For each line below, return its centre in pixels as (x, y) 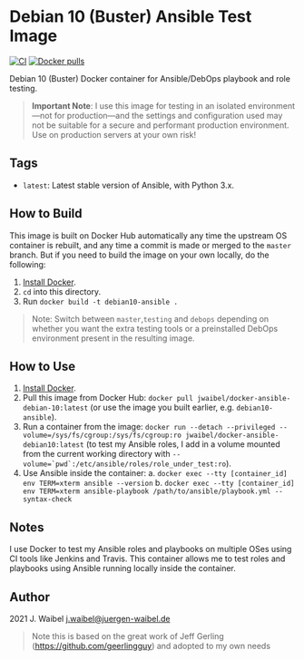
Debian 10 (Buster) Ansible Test (131, 17)
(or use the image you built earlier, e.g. (162, 408)
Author (29, 597)
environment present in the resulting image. (113, 338)
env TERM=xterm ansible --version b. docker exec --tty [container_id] (158, 483)
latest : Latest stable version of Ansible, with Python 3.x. (128, 185)
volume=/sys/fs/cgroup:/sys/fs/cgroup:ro (102, 436)
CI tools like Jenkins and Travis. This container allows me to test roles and (147, 558)
